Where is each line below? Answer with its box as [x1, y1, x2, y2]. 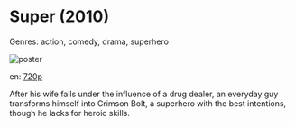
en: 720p [9, 70, 43, 82]
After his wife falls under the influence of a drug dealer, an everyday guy [9, 88, 279, 99]
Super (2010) [9, 6, 110, 27]
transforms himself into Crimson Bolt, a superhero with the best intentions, [9, 97, 287, 109]
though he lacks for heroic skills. [9, 107, 131, 118]
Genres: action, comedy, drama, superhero [9, 36, 170, 47]
